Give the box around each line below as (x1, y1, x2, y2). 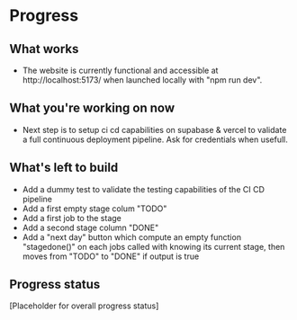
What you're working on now (9, 101, 175, 116)
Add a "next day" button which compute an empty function (22, 231, 241, 243)
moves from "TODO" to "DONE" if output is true (22, 251, 200, 262)
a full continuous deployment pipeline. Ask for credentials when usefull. (22, 134, 288, 145)
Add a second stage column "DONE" (22, 222, 159, 233)
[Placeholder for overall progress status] (9, 300, 159, 311)
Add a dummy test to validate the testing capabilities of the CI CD (22, 183, 265, 194)
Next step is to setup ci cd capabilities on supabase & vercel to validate (22, 124, 287, 135)
